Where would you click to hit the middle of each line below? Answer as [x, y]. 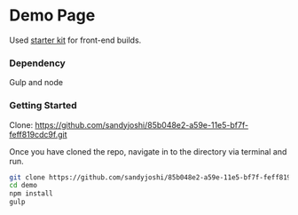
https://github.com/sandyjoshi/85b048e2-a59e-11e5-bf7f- [142, 124]
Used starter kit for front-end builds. [75, 40]
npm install [31, 194]
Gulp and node [36, 83]
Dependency [38, 63]
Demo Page [52, 16]
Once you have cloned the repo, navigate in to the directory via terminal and [148, 151]
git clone [27, 177]
